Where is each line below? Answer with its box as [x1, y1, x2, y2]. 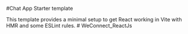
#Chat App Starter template [6, 5, 73, 12]
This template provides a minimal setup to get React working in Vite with [6, 16, 182, 22]
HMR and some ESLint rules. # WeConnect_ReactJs [6, 22, 132, 29]
